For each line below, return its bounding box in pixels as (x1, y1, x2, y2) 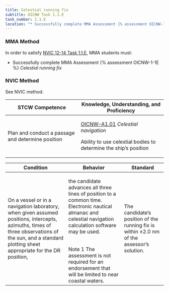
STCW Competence (17, 104, 66, 111)
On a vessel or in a (8, 196, 52, 203)
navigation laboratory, (8, 203, 59, 210)
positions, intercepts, (8, 215, 57, 222)
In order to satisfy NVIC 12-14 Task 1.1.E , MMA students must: (5, 49, 132, 55)
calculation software (68, 221, 117, 228)
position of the (124, 215, 158, 222)
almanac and (68, 209, 99, 216)
